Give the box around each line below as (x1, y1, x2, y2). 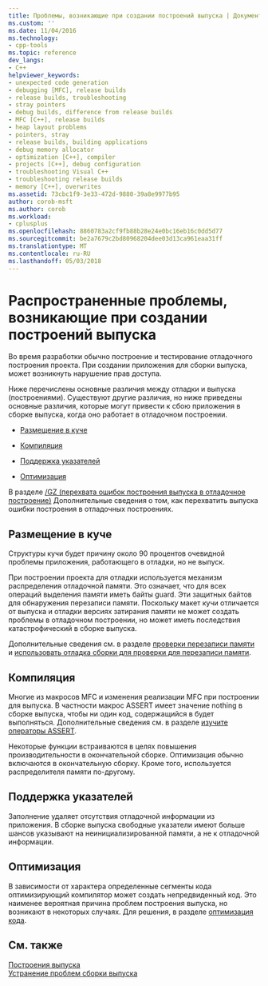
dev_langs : (8, 57, 45, 65)
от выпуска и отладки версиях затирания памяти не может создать (8, 607, 239, 617)
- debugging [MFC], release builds (8, 86, 127, 94)
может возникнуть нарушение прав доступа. (8, 369, 162, 378)
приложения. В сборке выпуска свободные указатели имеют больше (8, 820, 246, 829)
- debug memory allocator (8, 146, 94, 154)
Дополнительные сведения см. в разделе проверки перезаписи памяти (8, 639, 255, 649)
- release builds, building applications (8, 138, 148, 146)
